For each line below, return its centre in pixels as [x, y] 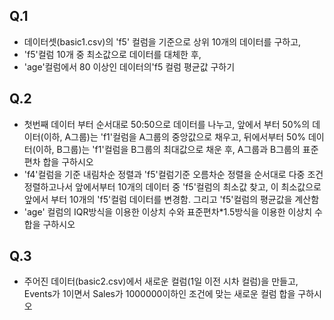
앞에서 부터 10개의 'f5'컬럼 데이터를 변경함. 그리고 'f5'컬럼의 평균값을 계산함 [171, 199]
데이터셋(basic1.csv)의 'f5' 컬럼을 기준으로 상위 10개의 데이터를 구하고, [162, 41]
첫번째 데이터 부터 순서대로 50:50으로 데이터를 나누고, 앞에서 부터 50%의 [167, 124]
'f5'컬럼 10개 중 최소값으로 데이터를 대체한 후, [112, 54]
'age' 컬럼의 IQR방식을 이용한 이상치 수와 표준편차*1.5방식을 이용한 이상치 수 [173, 211]
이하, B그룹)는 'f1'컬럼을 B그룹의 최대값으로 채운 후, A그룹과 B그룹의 [168, 149]
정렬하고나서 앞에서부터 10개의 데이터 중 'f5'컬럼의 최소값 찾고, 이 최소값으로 [172, 186]
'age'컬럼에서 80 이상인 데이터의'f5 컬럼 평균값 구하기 [129, 66]
